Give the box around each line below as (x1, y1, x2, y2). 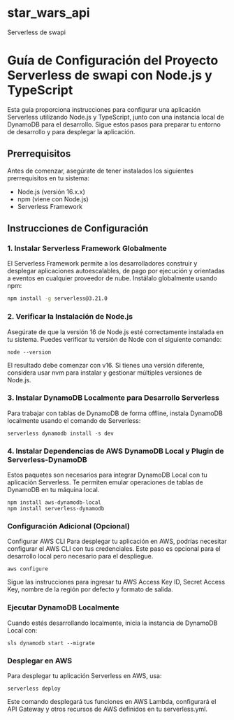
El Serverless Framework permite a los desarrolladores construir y (7, 259, 198, 268)
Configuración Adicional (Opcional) (7, 521, 131, 531)
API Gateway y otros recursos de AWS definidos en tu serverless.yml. (7, 705, 208, 714)
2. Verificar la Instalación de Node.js (7, 312, 133, 322)
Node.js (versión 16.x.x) (17, 187, 86, 196)
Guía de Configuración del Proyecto (7, 52, 219, 69)
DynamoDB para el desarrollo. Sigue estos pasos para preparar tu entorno (7, 120, 221, 129)
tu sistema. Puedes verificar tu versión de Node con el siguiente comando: (7, 335, 222, 343)
